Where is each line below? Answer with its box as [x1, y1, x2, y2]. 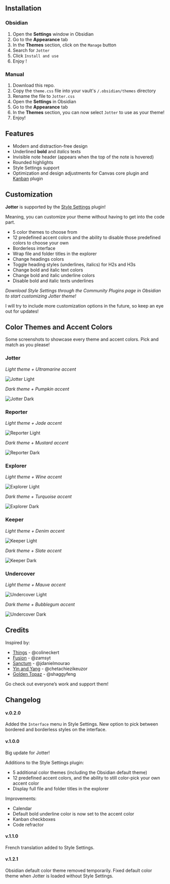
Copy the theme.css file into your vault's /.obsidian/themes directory [12, 88, 156, 94]
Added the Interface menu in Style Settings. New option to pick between [5, 721, 158, 727]
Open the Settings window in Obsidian [12, 31, 94, 37]
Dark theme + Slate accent [5, 547, 62, 554]
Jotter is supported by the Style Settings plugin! [5, 204, 106, 210]
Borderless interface [12, 245, 56, 251]
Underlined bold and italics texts [12, 148, 81, 154]
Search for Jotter [12, 47, 50, 53]
